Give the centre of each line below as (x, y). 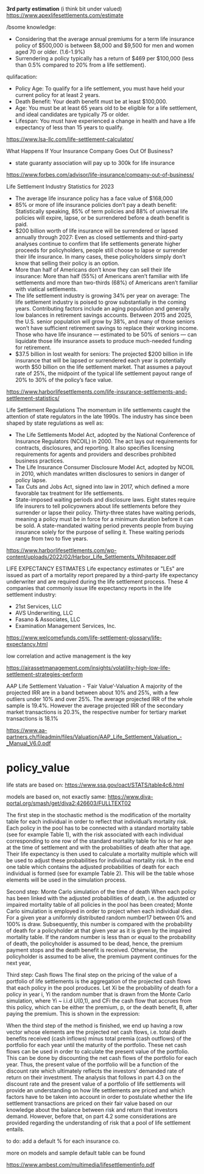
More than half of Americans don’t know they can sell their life (93, 270)
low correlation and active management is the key (69, 656)
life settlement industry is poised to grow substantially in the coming (101, 302)
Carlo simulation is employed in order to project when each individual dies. (100, 911)
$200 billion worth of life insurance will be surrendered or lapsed (97, 231)
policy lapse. (31, 480)
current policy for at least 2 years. (58, 95)
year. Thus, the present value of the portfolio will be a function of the (92, 1064)
